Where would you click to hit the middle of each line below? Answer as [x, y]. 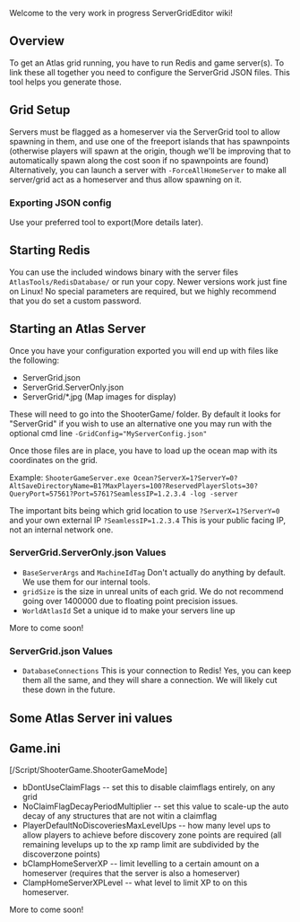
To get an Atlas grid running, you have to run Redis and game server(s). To [147, 63]
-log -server [214, 494]
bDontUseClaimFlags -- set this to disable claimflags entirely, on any [149, 787]
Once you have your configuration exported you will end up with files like [144, 350]
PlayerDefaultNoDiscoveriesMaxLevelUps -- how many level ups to [146, 826]
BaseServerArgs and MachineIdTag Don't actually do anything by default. [154, 572]
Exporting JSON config [60, 203]
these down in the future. [69, 689]
